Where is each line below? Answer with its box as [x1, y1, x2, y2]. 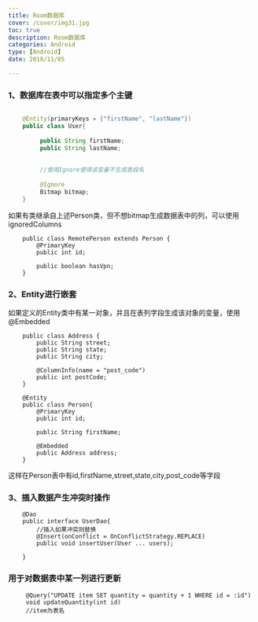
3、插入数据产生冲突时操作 [8, 492, 110, 503]
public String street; [36, 339, 111, 347]
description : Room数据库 [8, 33, 87, 42]
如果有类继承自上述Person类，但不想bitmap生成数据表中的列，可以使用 [8, 210, 240, 220]
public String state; [36, 345, 108, 354]
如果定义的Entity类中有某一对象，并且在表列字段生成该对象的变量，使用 [8, 307, 241, 317]
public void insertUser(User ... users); [36, 539, 175, 547]
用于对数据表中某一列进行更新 [8, 573, 122, 584]
